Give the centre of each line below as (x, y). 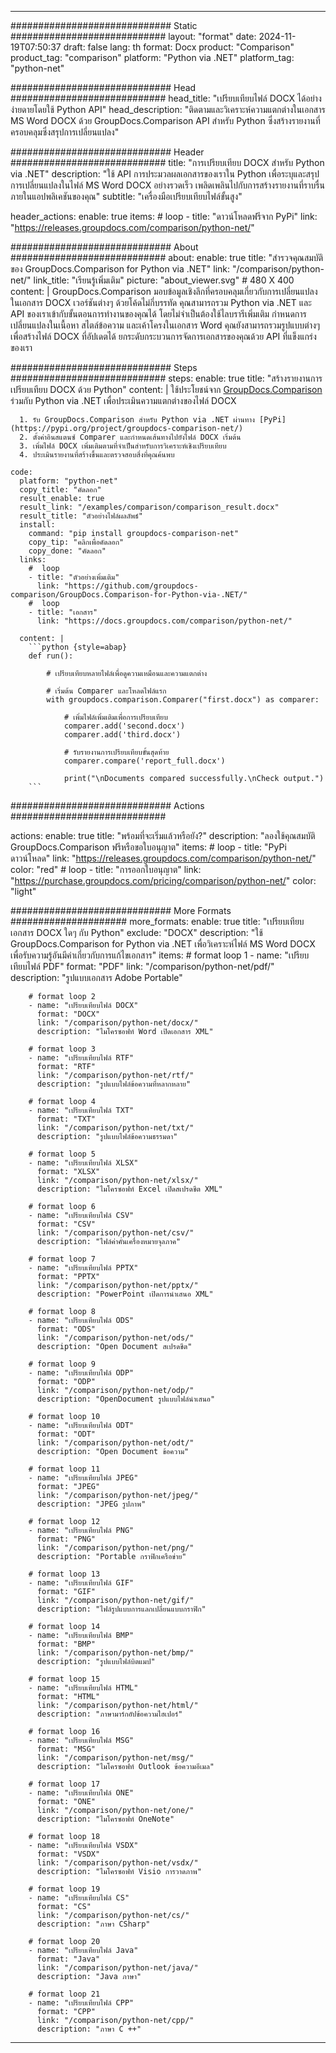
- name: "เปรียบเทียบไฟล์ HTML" (83, 1688)
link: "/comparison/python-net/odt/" (115, 1443)
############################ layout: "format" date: (133, 36)
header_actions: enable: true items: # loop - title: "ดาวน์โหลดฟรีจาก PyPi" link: (164, 216)
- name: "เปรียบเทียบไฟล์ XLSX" (83, 1163)
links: (33, 560)
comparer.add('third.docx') (122, 735)
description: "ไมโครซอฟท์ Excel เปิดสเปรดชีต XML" (129, 1189)
